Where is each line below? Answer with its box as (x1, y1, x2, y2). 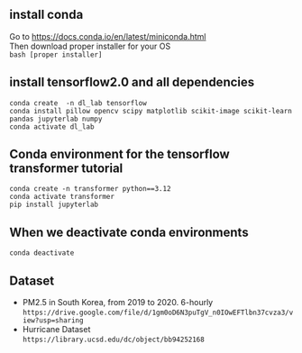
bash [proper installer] (9, 50, 103, 59)
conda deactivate (9, 249, 75, 258)
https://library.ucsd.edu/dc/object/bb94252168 (22, 335, 205, 345)
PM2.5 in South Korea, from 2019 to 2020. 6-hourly (22, 297, 214, 308)
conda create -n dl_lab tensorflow (9, 98, 147, 107)
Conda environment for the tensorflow (9, 147, 230, 162)
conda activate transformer (9, 193, 115, 202)
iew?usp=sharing (22, 316, 84, 325)
